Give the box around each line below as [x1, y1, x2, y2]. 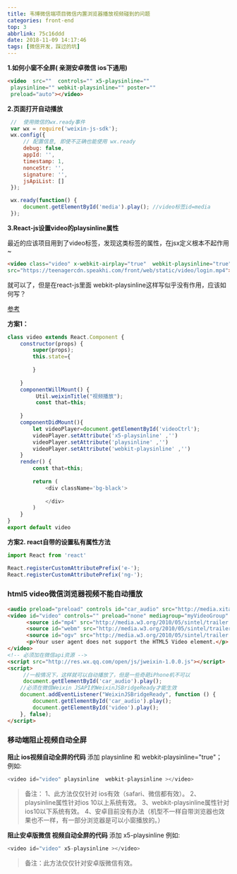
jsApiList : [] [23, 177, 65, 184]
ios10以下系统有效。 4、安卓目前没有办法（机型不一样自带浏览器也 [24, 807, 219, 815]
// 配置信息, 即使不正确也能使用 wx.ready [23, 138, 136, 146]
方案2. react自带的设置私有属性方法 [7, 538, 111, 546]
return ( [32, 478, 59, 485]
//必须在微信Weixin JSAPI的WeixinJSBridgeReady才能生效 [20, 685, 177, 692]
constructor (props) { [20, 340, 83, 347]
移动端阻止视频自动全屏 [7, 736, 87, 745]
